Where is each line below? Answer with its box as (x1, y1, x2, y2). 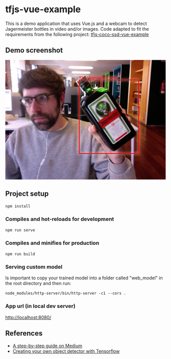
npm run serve (5, 227, 36, 233)
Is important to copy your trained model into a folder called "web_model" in (5, 275, 163, 281)
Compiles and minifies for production (5, 239, 99, 246)
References (5, 329, 43, 338)
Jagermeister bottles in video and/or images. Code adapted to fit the (5, 25, 149, 32)
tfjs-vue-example (5, 4, 81, 15)
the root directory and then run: (5, 280, 71, 287)
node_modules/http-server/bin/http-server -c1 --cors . (5, 291, 126, 296)
